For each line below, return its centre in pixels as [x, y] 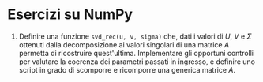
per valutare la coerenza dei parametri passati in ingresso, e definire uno [137, 61]
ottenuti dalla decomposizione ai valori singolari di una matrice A [124, 44]
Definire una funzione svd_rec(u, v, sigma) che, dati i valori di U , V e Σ [135, 36]
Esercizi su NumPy [70, 15]
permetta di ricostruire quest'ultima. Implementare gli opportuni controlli [136, 53]
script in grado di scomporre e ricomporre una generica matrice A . [127, 69]
